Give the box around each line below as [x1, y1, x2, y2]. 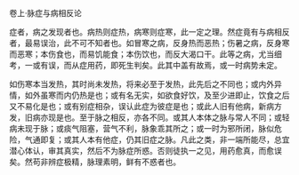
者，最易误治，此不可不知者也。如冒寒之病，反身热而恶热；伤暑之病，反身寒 [9, 38, 290, 48]
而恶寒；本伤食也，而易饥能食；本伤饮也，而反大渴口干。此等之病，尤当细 [9, 49, 282, 60]
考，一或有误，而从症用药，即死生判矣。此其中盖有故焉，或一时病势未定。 [9, 60, 282, 70]
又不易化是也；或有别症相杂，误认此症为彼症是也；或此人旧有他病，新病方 [9, 101, 282, 111]
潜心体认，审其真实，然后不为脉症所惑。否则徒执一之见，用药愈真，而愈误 [9, 146, 282, 155]
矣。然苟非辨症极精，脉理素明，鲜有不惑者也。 [9, 156, 181, 167]
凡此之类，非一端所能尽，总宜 [180, 134, 290, 145]
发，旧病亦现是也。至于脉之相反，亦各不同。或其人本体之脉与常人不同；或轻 [9, 112, 290, 123]
